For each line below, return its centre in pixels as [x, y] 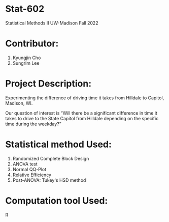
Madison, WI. [19, 103]
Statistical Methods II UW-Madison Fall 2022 [52, 23]
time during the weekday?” [33, 124]
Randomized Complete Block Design [51, 158]
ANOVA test [25, 164]
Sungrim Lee [26, 63]
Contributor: [32, 44]
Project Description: [48, 84]
